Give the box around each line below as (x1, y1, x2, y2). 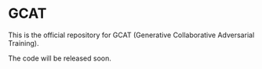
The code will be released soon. (8, 53, 112, 63)
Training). (8, 38, 39, 47)
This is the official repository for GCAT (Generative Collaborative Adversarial (8, 30, 255, 40)
